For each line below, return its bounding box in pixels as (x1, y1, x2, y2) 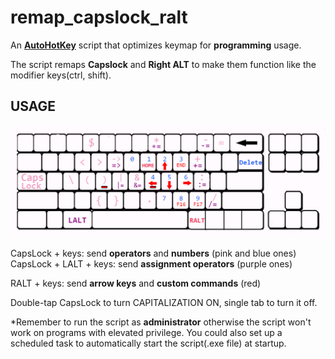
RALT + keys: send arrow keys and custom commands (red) (10, 277, 262, 290)
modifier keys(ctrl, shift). (10, 69, 112, 81)
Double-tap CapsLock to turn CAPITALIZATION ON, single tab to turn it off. (10, 297, 318, 309)
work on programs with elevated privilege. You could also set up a (10, 327, 283, 339)
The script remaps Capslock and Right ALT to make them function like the (10, 58, 317, 70)
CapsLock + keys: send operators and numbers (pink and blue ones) (10, 247, 297, 260)
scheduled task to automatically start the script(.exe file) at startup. (10, 337, 287, 350)
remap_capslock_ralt (10, 6, 188, 29)
